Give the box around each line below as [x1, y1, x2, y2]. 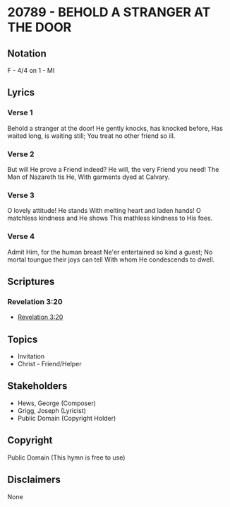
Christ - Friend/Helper [17, 360, 83, 368]
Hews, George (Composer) [17, 399, 97, 407]
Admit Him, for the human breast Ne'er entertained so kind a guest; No [7, 247, 213, 256]
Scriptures [7, 275, 55, 287]
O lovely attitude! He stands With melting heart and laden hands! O [7, 206, 201, 215]
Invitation [17, 352, 45, 361]
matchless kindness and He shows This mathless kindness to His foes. [7, 214, 213, 223]
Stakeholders [7, 380, 68, 392]
